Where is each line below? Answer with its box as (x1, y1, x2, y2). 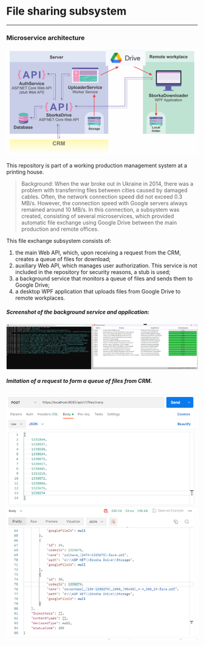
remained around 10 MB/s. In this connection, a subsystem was (21, 206, 180, 214)
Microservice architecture (6, 33, 85, 42)
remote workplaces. (15, 294, 66, 302)
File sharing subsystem (6, 4, 127, 18)
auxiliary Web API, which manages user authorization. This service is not (15, 262, 197, 269)
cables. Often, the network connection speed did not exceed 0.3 (21, 193, 183, 200)
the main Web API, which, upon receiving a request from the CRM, (15, 249, 181, 256)
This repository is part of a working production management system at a (6, 162, 188, 169)
